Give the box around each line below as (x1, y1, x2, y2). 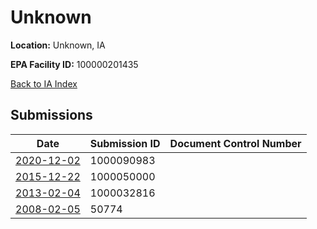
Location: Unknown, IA (10, 39, 106, 51)
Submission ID (89, 136, 161, 150)
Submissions (10, 107, 93, 124)
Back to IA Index (10, 77, 78, 90)
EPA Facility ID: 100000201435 (10, 58, 139, 70)
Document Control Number (169, 136, 302, 150)
